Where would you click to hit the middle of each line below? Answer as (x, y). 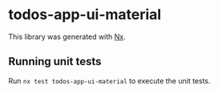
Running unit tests (55, 62)
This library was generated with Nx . (67, 37)
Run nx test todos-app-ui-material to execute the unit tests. (109, 80)
